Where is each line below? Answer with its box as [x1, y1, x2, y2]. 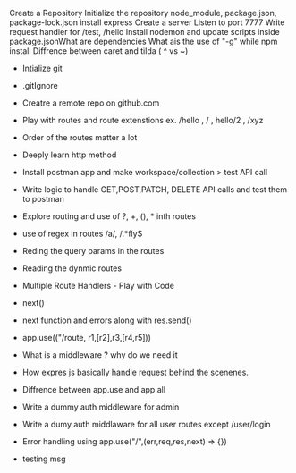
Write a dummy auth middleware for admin [21, 401, 180, 412]
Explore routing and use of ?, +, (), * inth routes [21, 211, 197, 222]
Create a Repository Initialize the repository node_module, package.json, [9, 8, 277, 18]
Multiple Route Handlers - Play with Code [21, 281, 174, 291]
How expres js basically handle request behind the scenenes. [21, 367, 249, 377]
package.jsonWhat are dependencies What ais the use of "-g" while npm [9, 36, 278, 46]
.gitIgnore [21, 80, 58, 90]
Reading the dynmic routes [21, 263, 123, 274]
